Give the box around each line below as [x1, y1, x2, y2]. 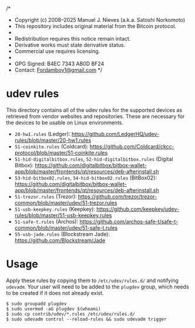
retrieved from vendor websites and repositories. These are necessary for [6, 112, 185, 120]
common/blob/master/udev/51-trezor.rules [14, 199, 117, 206]
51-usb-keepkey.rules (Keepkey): [14, 206, 96, 213]
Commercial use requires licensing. [14, 48, 100, 55]
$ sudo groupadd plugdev [6, 300, 67, 307]
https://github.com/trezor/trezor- [78, 193, 157, 200]
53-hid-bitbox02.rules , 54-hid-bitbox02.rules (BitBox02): [14, 174, 157, 181]
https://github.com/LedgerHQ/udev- [71, 130, 160, 137]
